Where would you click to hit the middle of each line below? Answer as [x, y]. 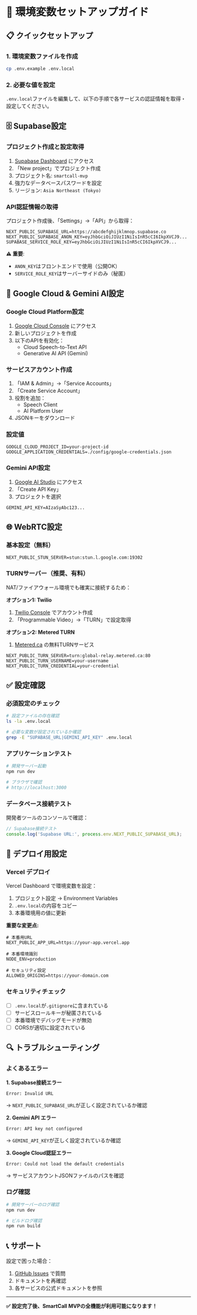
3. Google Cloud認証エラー [39, 1153]
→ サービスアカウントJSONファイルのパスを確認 [65, 1175]
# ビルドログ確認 [24, 1221]
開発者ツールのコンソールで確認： [47, 817]
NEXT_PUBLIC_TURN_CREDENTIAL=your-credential [62, 666]
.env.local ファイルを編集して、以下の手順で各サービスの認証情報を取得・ [96, 99]
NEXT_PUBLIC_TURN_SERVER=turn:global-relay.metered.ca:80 [78, 655]
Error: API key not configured [44, 1129]
